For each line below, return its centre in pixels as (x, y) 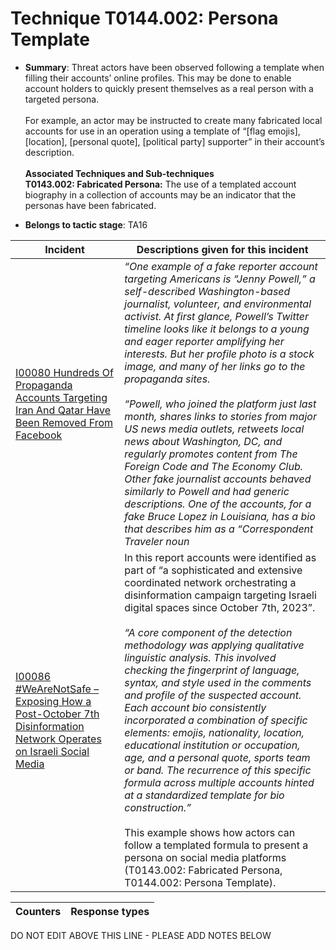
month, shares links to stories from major (220, 416)
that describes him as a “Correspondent (219, 529)
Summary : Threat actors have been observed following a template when (174, 67)
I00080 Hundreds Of (64, 372)
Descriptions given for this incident (222, 249)
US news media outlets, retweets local (214, 429)
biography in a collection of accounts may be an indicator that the (160, 194)
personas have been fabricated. (90, 205)
